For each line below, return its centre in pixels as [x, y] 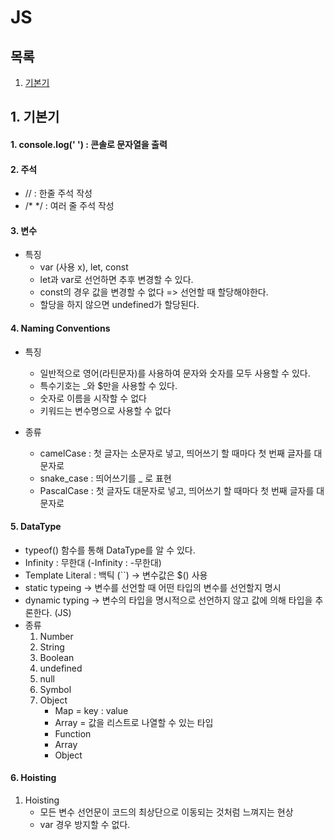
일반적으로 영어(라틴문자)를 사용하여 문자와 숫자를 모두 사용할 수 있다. [175, 373]
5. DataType [36, 527]
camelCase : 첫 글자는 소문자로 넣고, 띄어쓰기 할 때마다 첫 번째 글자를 [175, 453]
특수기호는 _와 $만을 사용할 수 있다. [108, 385]
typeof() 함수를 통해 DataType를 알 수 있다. [110, 550]
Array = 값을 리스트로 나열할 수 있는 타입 [134, 722]
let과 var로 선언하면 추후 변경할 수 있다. [116, 280]
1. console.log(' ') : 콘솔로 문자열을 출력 [89, 144]
